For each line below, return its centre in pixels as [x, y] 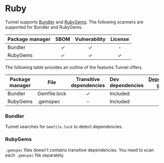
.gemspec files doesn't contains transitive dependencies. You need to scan [80, 150]
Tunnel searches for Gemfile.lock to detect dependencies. [64, 127]
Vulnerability [90, 39]
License [120, 39]
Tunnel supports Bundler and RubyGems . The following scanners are [74, 22]
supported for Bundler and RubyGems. [44, 27]
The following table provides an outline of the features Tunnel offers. [74, 67]
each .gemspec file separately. [35, 155]
